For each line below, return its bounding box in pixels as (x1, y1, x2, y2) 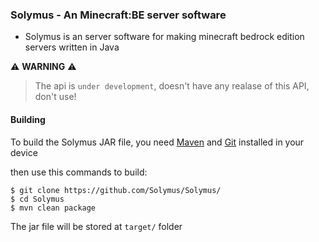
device (10, 146, 38, 158)
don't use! (34, 91, 77, 103)
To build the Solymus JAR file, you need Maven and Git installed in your (10, 136, 305, 148)
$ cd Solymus (10, 194, 65, 204)
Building (10, 113, 46, 125)
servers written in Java (24, 41, 120, 53)
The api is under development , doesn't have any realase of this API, (34, 80, 310, 92)
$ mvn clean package (10, 203, 97, 213)
